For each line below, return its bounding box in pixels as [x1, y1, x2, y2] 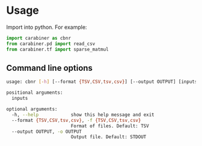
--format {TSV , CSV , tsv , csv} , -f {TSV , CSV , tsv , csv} [11, 117, 141, 123]
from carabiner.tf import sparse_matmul [6, 46, 109, 52]
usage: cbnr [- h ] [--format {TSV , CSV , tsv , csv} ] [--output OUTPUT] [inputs [6, 79, 198, 85]
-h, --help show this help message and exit [11, 112, 155, 118]
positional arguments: [6, 90, 63, 96]
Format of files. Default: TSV [70, 123, 149, 129]
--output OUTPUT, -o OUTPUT [11, 129, 82, 135]
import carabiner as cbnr [6, 35, 71, 41]
